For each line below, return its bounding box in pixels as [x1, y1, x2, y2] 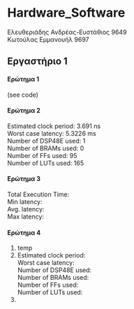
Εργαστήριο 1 [7, 56, 68, 68]
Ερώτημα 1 [7, 74, 40, 83]
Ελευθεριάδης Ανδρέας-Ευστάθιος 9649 [7, 28, 127, 36]
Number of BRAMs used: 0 [7, 144, 84, 152]
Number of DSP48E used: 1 [7, 136, 86, 145]
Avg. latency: [7, 205, 45, 213]
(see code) [7, 90, 38, 99]
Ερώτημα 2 [7, 106, 40, 115]
